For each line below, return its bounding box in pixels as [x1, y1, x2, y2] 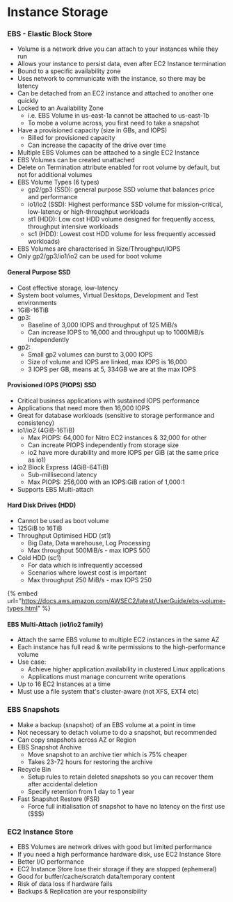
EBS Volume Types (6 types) [17, 178, 99, 187]
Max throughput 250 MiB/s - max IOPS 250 [27, 576, 152, 584]
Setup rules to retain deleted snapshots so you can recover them [27, 772, 214, 781]
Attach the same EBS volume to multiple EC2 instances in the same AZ [17, 635, 220, 644]
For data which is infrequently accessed [27, 561, 143, 570]
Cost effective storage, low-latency [17, 283, 118, 292]
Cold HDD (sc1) [17, 554, 61, 562]
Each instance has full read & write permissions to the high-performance [17, 643, 226, 651]
